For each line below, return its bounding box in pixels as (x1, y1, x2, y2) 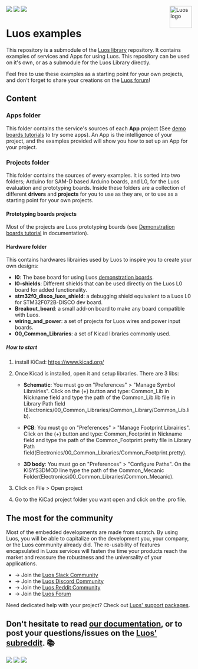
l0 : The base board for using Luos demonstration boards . (14, 274, 154, 281)
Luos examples (6, 27, 82, 41)
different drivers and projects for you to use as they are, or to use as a (6, 190, 178, 197)
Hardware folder (6, 243, 47, 250)
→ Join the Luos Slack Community (14, 572, 98, 579)
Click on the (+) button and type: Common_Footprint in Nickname (23, 430, 183, 437)
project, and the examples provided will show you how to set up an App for (6, 137, 188, 144)
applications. (6, 560, 37, 567)
